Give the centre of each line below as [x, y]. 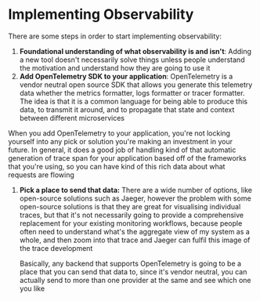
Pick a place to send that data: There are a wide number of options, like [136, 190]
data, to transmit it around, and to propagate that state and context [127, 109]
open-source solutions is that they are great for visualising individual [130, 206]
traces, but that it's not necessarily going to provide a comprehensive [132, 215]
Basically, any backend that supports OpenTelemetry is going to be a [130, 263]
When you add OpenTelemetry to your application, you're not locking [119, 133]
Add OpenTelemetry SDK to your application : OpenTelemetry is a [126, 76]
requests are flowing [41, 175]
